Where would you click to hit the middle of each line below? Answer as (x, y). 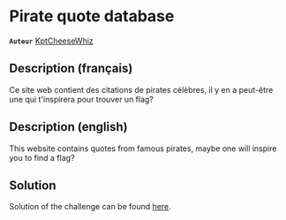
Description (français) (71, 68)
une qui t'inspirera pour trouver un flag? (82, 99)
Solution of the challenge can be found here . (90, 207)
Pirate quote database (92, 16)
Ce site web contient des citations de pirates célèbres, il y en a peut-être (141, 89)
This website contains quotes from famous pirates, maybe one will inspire (143, 148)
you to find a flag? (42, 157)
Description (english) (68, 127)
